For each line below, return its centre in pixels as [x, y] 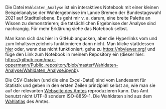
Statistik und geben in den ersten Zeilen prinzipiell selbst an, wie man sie [80, 85]
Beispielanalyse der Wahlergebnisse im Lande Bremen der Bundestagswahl [83, 13]
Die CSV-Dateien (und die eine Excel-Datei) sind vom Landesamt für [76, 80]
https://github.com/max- [31, 60]
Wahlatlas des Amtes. [28, 101]
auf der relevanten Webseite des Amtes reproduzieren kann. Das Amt [77, 91]
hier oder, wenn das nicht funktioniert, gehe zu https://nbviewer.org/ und [80, 49]
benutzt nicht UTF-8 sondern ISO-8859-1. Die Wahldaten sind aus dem [78, 96]
